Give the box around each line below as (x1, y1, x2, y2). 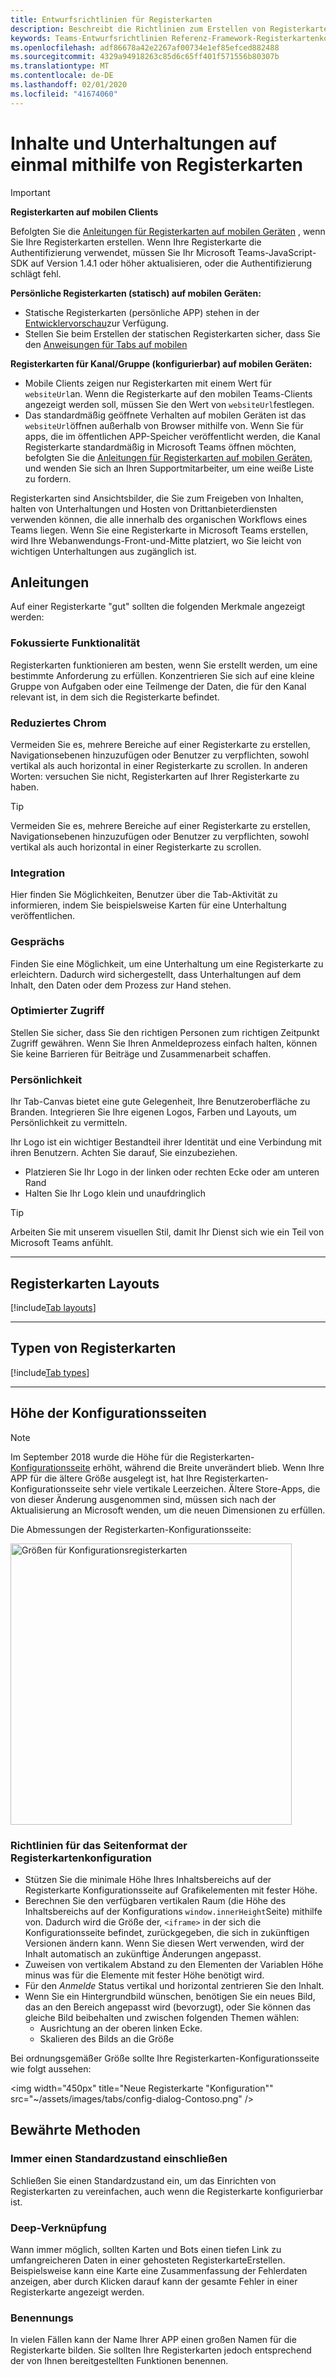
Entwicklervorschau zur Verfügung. (24, 317, 169, 329)
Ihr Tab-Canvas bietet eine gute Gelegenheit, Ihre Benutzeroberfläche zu (10, 1096, 311, 1108)
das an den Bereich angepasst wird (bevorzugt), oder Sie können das (24, 2001, 312, 2013)
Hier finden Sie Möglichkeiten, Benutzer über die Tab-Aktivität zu (10, 889, 278, 901)
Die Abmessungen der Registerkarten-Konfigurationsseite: (10, 1523, 252, 1535)
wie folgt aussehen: (10, 2062, 92, 2075)
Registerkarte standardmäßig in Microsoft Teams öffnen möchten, (24, 441, 297, 453)
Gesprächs (10, 935, 65, 949)
